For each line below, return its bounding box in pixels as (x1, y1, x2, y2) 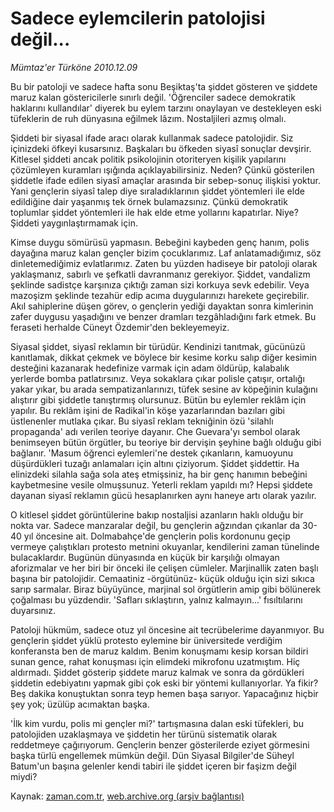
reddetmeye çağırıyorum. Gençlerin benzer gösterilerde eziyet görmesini (10, 738, 310, 751)
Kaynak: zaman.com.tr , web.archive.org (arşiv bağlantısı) (10, 790, 245, 802)
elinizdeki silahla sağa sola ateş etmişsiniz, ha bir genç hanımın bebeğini (10, 468, 308, 480)
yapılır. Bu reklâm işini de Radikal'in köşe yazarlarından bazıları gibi (10, 404, 286, 416)
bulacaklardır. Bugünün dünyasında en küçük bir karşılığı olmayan (10, 551, 280, 563)
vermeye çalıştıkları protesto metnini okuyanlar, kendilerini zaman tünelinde (10, 540, 320, 552)
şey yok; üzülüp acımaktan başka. (10, 698, 150, 710)
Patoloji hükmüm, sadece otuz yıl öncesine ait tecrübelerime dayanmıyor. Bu (10, 623, 325, 636)
